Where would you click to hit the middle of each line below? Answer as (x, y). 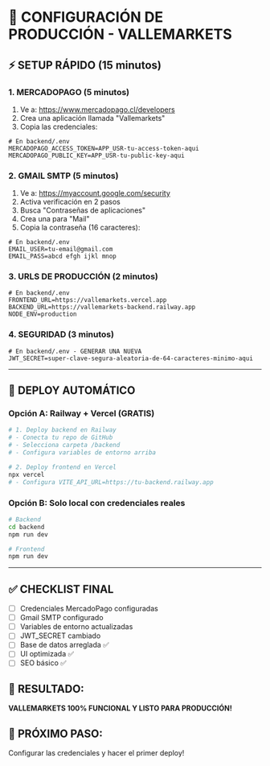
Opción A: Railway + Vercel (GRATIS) (82, 413)
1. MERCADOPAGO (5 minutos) (69, 92)
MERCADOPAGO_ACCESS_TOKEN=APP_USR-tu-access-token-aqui (104, 148)
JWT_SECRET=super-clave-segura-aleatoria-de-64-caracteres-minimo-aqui (131, 358)
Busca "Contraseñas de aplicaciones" (83, 210)
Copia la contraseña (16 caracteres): (80, 228)
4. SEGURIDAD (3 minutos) (61, 334)
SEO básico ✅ (43, 663)
